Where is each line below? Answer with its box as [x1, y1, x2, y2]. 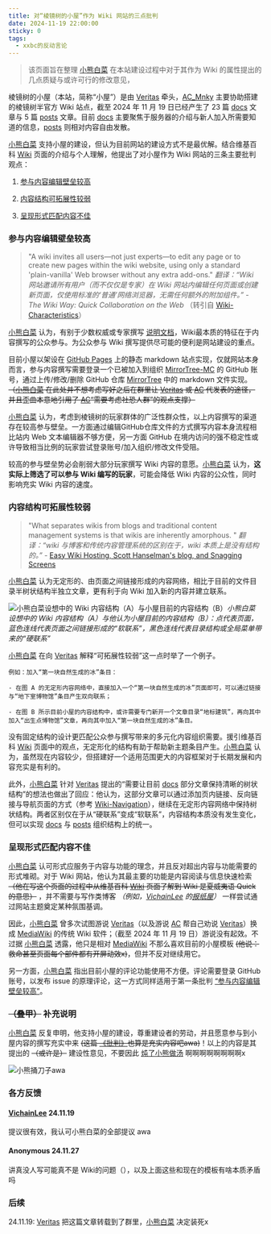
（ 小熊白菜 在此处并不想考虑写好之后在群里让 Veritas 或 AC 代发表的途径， [8, 384, 256, 395]
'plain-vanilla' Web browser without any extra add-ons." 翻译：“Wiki [27, 270, 254, 280]
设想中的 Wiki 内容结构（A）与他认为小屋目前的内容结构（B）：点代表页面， [8, 613, 258, 623]
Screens [27, 559, 56, 569]
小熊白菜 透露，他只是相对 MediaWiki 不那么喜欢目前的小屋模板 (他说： [23, 939, 260, 949]
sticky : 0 [8, 27, 42, 35]
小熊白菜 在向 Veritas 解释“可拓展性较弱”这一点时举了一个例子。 [8, 650, 220, 660]
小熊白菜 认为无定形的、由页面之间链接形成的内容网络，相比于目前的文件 [8, 575, 250, 585]
